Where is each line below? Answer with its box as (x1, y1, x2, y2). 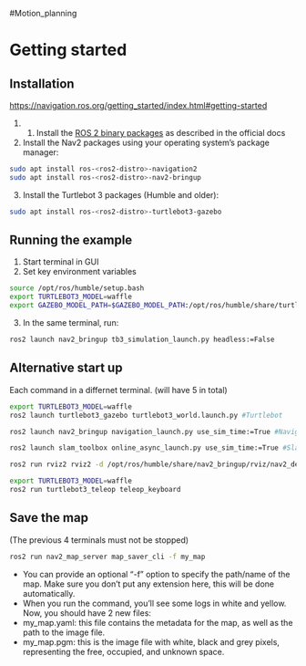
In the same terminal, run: (22, 317, 119, 328)
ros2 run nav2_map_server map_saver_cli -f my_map (9, 552, 206, 561)
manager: (22, 147, 59, 158)
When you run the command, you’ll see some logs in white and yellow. (22, 598, 287, 609)
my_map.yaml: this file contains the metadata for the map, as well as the (22, 617, 293, 628)
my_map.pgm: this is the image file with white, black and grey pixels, (22, 636, 280, 647)
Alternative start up (9, 360, 123, 376)
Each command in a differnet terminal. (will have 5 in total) (9, 384, 228, 395)
